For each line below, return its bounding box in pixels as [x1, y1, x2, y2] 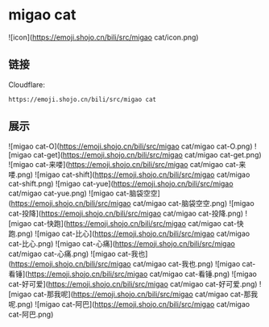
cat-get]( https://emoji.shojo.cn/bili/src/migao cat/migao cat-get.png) [33, 149, 262, 159]
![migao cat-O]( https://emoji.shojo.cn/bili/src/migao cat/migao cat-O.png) [8, 141, 253, 151]
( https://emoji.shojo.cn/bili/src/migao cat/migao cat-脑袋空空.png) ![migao [8, 198, 255, 208]
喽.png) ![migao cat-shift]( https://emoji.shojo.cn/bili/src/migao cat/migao [8, 170, 250, 179]
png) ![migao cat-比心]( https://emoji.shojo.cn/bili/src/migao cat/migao [17, 228, 250, 238]
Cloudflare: [8, 79, 46, 90]
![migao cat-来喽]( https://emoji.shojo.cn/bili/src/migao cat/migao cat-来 [8, 159, 246, 169]
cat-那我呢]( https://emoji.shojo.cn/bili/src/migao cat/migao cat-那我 [33, 289, 259, 299]
